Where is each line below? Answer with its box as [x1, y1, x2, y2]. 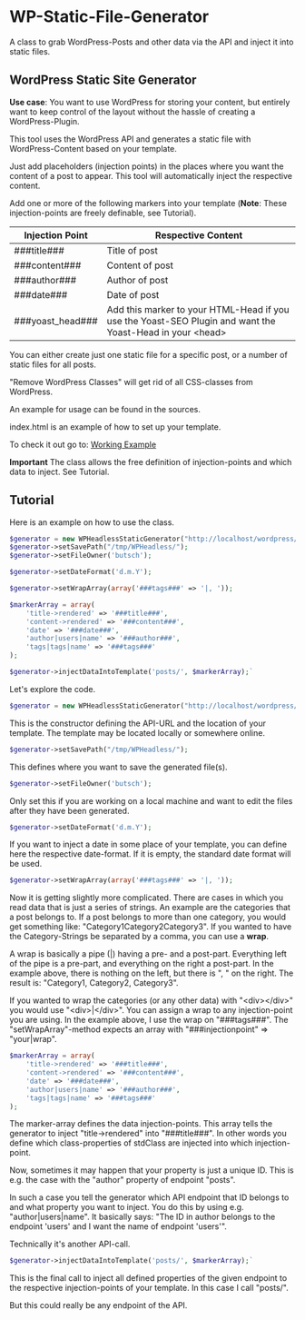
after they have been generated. [9, 805, 130, 816]
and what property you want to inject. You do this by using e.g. [9, 1202, 244, 1213]
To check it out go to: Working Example [9, 439, 157, 450]
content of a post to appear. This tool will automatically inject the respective [9, 170, 293, 181]
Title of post [106, 243, 159, 256]
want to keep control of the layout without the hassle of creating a [9, 106, 256, 117]
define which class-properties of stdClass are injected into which [9, 1137, 253, 1148]
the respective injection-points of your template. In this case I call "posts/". [9, 1283, 289, 1294]
